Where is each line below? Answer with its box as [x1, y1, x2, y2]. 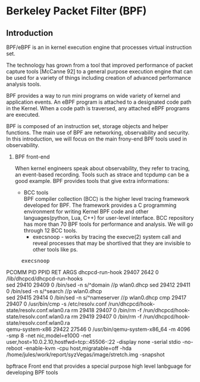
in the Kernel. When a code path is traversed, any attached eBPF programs [6, 105, 190, 111]
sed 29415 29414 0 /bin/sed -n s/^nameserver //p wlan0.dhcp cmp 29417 [6, 294, 186, 301]
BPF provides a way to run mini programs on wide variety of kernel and [6, 92, 180, 99]
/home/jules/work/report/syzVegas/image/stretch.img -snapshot [6, 351, 165, 358]
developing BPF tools [6, 369, 58, 376]
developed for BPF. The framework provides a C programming [23, 201, 177, 209]
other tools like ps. [32, 246, 79, 253]
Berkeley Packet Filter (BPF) [6, 4, 147, 18]
